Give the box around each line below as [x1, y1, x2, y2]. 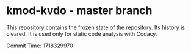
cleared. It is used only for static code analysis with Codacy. [6, 30, 157, 37]
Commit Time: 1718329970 [6, 42, 73, 49]
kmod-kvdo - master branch [6, 4, 153, 18]
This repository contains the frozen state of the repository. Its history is [6, 24, 185, 31]
